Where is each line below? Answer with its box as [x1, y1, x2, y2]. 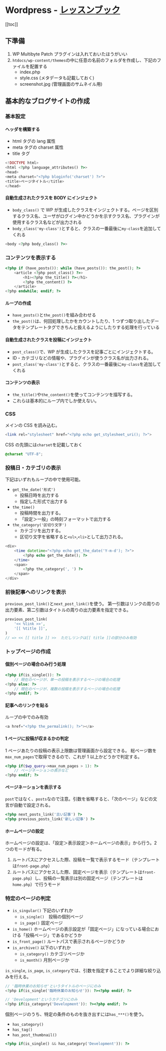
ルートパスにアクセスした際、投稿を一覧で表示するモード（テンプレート [12, 857, 160, 863]
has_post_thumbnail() [12, 1033, 57, 1038]
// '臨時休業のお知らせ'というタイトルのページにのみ [5, 984, 101, 989]
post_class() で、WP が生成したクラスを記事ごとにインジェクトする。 [12, 349, 156, 354]
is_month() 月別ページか [19, 957, 69, 963]
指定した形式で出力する [19, 499, 68, 505]
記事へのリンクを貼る [5, 702, 49, 708]
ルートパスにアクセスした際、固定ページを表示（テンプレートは [12, 869, 143, 875]
